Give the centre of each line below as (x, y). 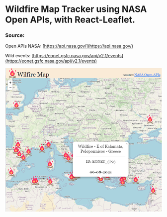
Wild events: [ (19, 56)
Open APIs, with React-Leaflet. (70, 20)
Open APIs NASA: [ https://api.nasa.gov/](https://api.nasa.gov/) (69, 46)
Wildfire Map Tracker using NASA (76, 9)
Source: (15, 35)
